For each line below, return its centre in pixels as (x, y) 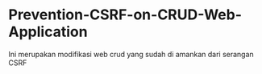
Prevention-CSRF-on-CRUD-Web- (125, 15)
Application (48, 32)
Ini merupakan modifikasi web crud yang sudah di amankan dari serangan (131, 54)
